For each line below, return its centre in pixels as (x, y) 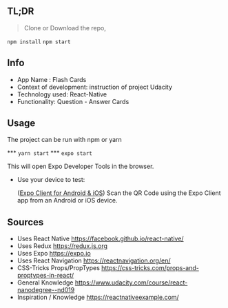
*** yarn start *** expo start (50, 153)
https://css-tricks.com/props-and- (150, 268)
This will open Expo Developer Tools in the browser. (81, 166)
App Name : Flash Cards (52, 79)
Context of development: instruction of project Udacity (95, 87)
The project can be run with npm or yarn (64, 140)
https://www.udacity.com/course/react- (131, 283)
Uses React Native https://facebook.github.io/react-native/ (100, 239)
